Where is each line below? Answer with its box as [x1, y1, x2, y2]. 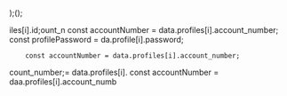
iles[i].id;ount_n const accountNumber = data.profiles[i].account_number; [9, 25, 279, 35]
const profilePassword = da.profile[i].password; [9, 35, 184, 44]
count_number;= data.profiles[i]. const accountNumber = [9, 67, 219, 77]
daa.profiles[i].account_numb [9, 76, 117, 87]
